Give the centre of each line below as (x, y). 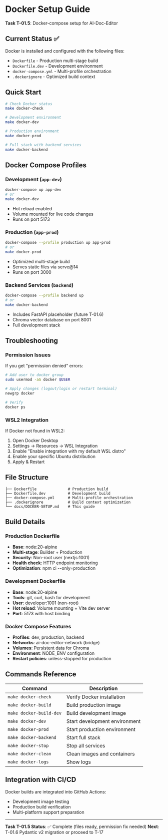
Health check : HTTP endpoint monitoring (55, 563)
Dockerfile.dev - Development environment (58, 66)
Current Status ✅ (32, 39)
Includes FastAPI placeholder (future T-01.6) (58, 314)
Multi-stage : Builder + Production (47, 552)
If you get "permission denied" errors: (44, 366)
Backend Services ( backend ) (39, 285)
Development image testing (41, 801)
